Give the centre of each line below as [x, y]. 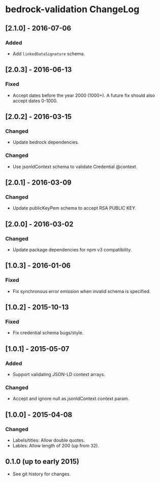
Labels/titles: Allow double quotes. [49, 440]
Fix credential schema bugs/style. [48, 333]
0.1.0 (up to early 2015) [42, 462]
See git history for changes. [42, 474]
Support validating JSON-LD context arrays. [59, 374]
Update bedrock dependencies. [46, 142]
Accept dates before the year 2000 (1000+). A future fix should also [84, 95]
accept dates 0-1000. [35, 101]
